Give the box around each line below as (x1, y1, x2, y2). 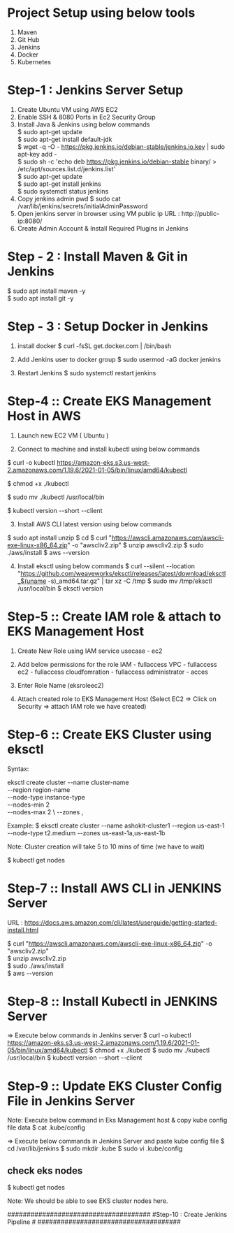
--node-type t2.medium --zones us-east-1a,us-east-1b (7, 828, 166, 837)
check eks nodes (7, 1164, 83, 1176)
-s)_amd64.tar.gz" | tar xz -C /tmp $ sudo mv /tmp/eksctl (47, 577, 212, 585)
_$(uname (17, 577, 47, 585)
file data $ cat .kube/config (7, 1123, 85, 1132)
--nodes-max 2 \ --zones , (7, 807, 84, 816)
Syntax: (7, 764, 29, 773)
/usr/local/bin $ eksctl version (17, 584, 103, 592)
